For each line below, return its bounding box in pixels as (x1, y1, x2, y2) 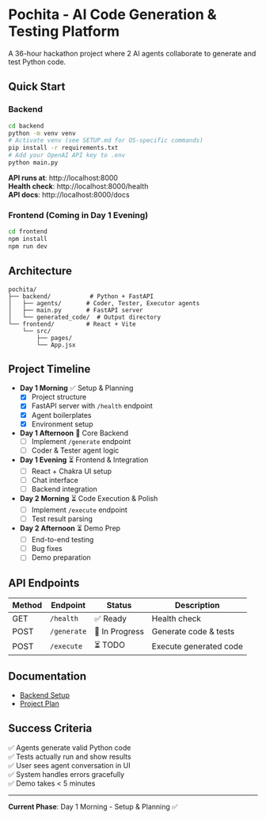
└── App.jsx (36, 341, 77, 349)
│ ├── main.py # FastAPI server (8, 306, 144, 314)
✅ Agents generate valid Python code (8, 743, 131, 752)
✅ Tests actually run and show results (8, 752, 132, 761)
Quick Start (8, 80, 66, 94)
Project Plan (19, 698, 59, 708)
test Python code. (8, 57, 66, 67)
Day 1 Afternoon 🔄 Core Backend (19, 428, 129, 438)
